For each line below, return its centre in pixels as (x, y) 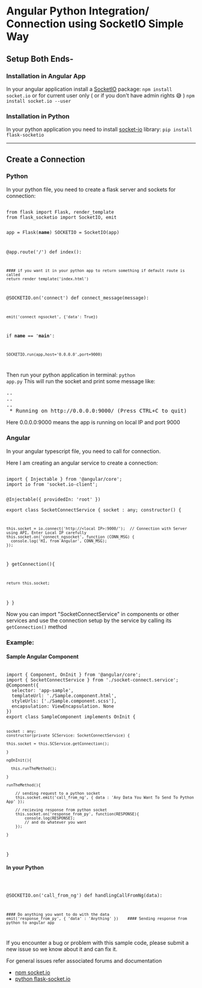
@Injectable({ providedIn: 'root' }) (54, 499)
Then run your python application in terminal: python (71, 375)
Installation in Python (38, 116)
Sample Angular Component (43, 656)
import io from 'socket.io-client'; (52, 484)
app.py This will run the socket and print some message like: (81, 381)
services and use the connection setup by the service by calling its (89, 620)
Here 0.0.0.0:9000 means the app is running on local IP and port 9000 (93, 422)
